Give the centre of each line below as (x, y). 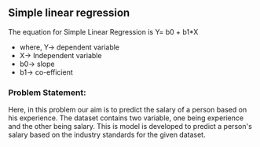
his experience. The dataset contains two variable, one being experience (126, 118)
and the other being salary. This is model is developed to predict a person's (130, 127)
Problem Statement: (47, 92)
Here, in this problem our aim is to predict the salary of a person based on (128, 110)
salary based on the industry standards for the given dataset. (107, 135)
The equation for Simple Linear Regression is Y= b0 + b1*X (103, 31)
